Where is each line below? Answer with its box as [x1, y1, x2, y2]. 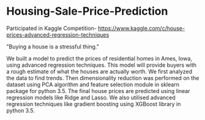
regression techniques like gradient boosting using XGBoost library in [6, 100, 181, 108]
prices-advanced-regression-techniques [6, 31, 110, 38]
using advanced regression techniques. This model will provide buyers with [6, 61, 197, 69]
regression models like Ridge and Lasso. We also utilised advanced [6, 94, 176, 101]
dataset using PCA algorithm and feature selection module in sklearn [6, 81, 179, 88]
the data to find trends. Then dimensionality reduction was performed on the [6, 74, 199, 81]
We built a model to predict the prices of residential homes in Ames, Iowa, [6, 54, 193, 62]
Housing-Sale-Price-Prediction [6, 4, 168, 18]
